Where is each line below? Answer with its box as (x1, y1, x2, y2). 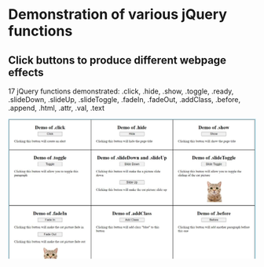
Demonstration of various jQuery (8, 5, 228, 24)
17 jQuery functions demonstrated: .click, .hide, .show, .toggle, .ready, (8, 86, 234, 96)
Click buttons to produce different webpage (8, 53, 226, 67)
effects (8, 65, 45, 79)
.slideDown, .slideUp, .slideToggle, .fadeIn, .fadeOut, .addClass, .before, (8, 95, 241, 104)
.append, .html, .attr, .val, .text (8, 104, 104, 112)
